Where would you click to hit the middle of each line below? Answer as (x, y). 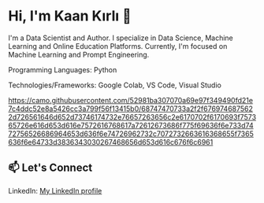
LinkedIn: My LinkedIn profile (55, 190)
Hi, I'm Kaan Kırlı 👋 (70, 16)
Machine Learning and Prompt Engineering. (79, 54)
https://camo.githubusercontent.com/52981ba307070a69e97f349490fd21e (131, 100)
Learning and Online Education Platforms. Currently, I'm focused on (118, 46)
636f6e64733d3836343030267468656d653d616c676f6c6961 (111, 142)
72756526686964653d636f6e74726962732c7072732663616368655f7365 (131, 134)
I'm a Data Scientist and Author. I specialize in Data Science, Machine (121, 38)
